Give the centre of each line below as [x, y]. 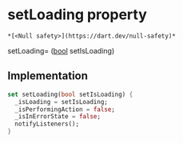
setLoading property [77, 15]
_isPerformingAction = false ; [65, 109]
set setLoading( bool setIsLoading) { [70, 94]
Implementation [48, 76]
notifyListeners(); [47, 124]
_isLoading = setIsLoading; [62, 101]
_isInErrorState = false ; [58, 117]
